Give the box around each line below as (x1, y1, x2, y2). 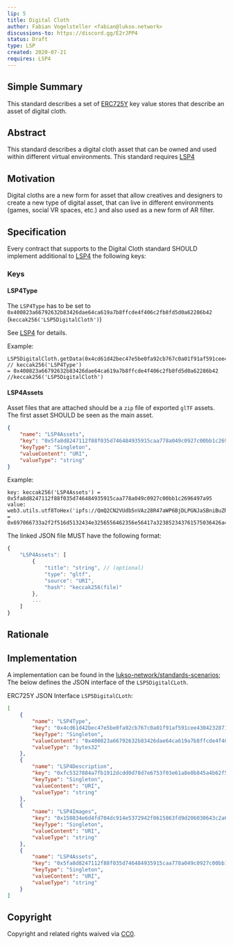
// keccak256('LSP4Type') (7, 361, 82, 368)
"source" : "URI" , (44, 577, 95, 584)
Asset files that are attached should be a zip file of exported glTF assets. (7, 404, 215, 412)
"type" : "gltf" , (44, 570, 92, 578)
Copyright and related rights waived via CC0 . (7, 930, 136, 938)
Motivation (7, 173, 55, 185)
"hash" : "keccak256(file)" (44, 584, 123, 590)
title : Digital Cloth (7, 17, 70, 24)
